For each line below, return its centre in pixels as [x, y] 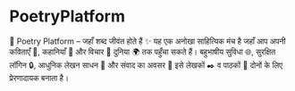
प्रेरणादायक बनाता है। [39, 78]
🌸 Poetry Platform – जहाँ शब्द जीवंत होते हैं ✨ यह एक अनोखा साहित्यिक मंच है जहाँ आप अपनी [147, 41]
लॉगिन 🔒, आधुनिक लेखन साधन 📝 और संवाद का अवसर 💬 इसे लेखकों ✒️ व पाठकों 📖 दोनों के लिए [146, 65]
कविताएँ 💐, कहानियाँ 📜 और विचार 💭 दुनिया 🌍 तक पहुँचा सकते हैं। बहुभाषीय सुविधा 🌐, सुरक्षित [143, 52]
